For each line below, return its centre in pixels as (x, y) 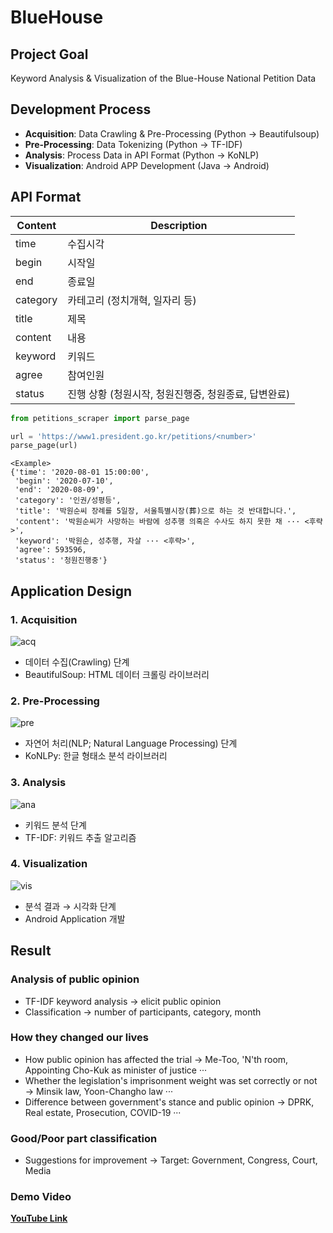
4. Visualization (49, 864)
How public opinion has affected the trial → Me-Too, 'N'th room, (156, 1059)
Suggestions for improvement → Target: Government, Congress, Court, (171, 1160)
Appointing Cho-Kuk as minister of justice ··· (116, 1070)
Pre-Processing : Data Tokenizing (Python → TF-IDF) (133, 144)
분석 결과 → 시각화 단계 (70, 906)
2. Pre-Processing (55, 701)
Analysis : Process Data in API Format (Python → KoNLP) (142, 155)
